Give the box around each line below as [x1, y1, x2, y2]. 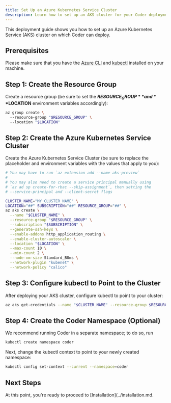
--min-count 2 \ [10, 251, 44, 256]
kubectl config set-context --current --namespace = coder [5, 364, 129, 369]
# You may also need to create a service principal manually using [5, 180, 152, 185]
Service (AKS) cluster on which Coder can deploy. [5, 32, 110, 38]
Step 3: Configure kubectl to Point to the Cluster [5, 279, 161, 288]
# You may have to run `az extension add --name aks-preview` [5, 170, 140, 176]
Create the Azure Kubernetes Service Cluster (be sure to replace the [5, 155, 149, 161]
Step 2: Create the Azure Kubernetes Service [5, 133, 151, 142]
